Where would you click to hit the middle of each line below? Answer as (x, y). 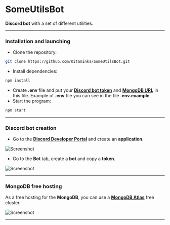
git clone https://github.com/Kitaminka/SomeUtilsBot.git (68, 62)
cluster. (13, 203)
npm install (18, 81)
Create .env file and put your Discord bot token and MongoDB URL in (85, 90)
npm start (16, 110)
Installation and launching (38, 41)
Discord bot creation (31, 128)
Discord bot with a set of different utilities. (49, 23)
